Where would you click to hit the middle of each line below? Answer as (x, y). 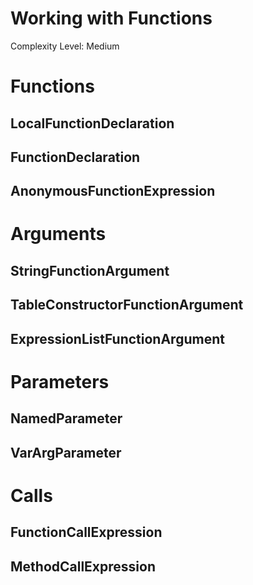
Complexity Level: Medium (65, 46)
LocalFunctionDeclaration (92, 123)
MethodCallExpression (83, 566)
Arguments (58, 234)
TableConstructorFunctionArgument (127, 305)
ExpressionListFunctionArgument (117, 338)
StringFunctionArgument (90, 270)
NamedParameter (66, 418)
